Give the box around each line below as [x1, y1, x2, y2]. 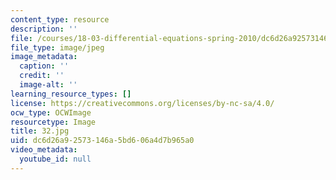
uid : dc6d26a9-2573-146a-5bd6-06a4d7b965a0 [10, 136, 195, 146]
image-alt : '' [19, 80, 78, 90]
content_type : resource [10, 14, 110, 25]
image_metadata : [10, 52, 78, 62]
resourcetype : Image [10, 117, 97, 127]
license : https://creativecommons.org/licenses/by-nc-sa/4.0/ [10, 98, 275, 108]
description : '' [10, 24, 78, 34]
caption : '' [19, 61, 70, 71]
